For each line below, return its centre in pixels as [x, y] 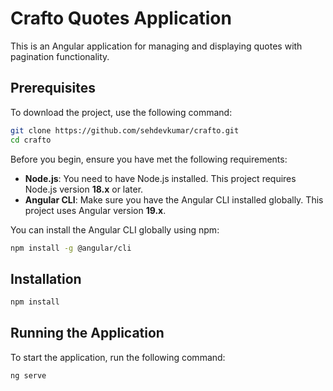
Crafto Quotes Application [121, 18]
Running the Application [87, 333]
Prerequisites [53, 88]
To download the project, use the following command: [121, 112]
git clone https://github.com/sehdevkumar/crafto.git [125, 130]
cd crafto [31, 140]
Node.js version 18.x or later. [84, 189]
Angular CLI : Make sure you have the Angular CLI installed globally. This [174, 199]
